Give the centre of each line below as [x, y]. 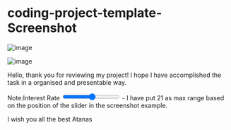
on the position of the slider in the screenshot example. [88, 105]
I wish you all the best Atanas [50, 119]
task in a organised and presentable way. [67, 82]
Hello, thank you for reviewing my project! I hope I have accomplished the [114, 75]
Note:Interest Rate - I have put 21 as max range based [116, 97]
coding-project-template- [85, 13]
